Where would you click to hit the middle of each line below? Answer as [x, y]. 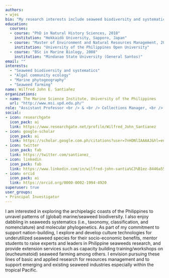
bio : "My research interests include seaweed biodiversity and [73, 19]
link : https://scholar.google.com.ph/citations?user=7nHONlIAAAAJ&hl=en [88, 141]
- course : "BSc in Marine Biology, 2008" [54, 52]
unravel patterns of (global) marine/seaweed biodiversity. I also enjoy [77, 216]
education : [17, 24]
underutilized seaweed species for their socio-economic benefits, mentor [81, 238]
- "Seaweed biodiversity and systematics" [55, 71]
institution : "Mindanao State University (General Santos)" [78, 57]
